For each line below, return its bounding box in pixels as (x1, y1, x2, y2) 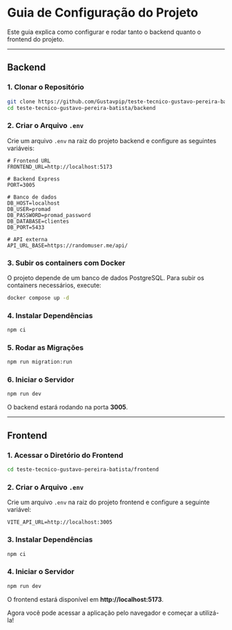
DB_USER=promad (7, 205, 51, 212)
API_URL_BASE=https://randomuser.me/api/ (7, 242, 128, 249)
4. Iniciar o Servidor (7, 567, 75, 577)
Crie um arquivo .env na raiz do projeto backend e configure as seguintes (7, 136, 217, 145)
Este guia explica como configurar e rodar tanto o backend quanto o (7, 28, 202, 36)
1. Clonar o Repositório (7, 82, 84, 92)
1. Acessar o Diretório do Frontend (7, 450, 124, 460)
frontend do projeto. (7, 35, 64, 43)
